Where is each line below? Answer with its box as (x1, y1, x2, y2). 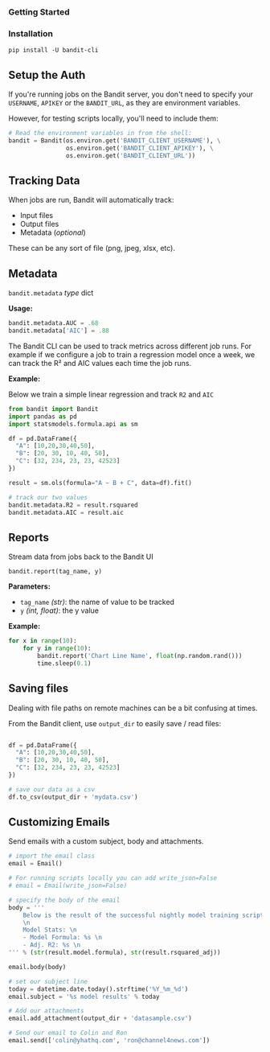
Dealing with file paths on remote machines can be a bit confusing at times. (8, 703, 258, 713)
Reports (8, 530, 50, 544)
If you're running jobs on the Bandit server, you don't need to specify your (8, 89, 254, 99)
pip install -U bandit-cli (8, 47, 99, 55)
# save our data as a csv (8, 785, 95, 794)
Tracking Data (8, 174, 80, 187)
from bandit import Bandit (8, 405, 99, 413)
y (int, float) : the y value (19, 606, 99, 615)
